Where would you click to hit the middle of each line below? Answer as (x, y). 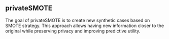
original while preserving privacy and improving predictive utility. (73, 31)
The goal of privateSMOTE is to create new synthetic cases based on (78, 20)
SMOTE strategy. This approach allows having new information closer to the (84, 25)
